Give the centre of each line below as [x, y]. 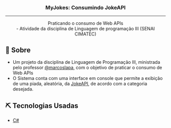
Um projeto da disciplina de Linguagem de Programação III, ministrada [86, 62]
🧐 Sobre [18, 50]
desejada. [23, 89]
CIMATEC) [85, 34]
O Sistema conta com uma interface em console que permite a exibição [88, 78]
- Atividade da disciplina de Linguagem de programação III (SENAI [85, 29]
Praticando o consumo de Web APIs [85, 23]
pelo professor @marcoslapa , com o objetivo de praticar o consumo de [87, 68]
